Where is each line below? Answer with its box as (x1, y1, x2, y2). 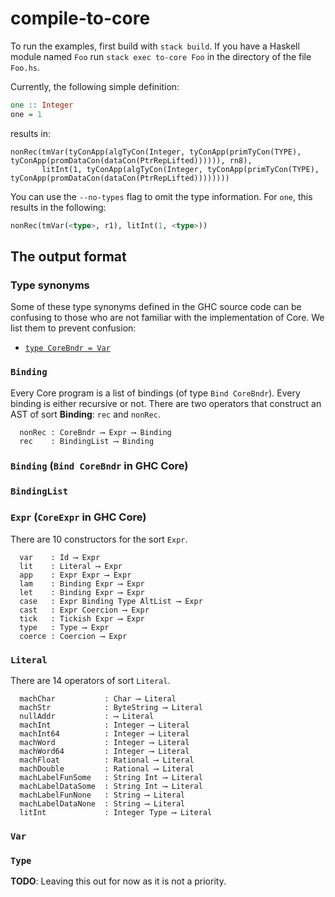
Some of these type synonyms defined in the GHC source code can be (10, 301, 302, 313)
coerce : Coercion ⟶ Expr (19, 631, 128, 641)
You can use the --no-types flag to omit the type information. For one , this (10, 190, 313, 202)
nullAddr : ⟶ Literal (19, 711, 155, 721)
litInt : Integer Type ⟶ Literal (19, 807, 213, 817)
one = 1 (10, 109, 43, 119)
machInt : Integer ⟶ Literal (19, 720, 190, 730)
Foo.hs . (10, 61, 40, 73)
